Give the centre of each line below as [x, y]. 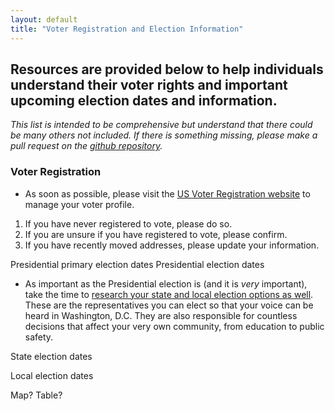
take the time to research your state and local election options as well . [169, 294]
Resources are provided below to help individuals [167, 69]
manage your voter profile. [79, 204]
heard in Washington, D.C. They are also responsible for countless [161, 315]
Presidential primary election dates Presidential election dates [137, 264]
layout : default [44, 19]
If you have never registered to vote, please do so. [128, 223]
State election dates [51, 356]
